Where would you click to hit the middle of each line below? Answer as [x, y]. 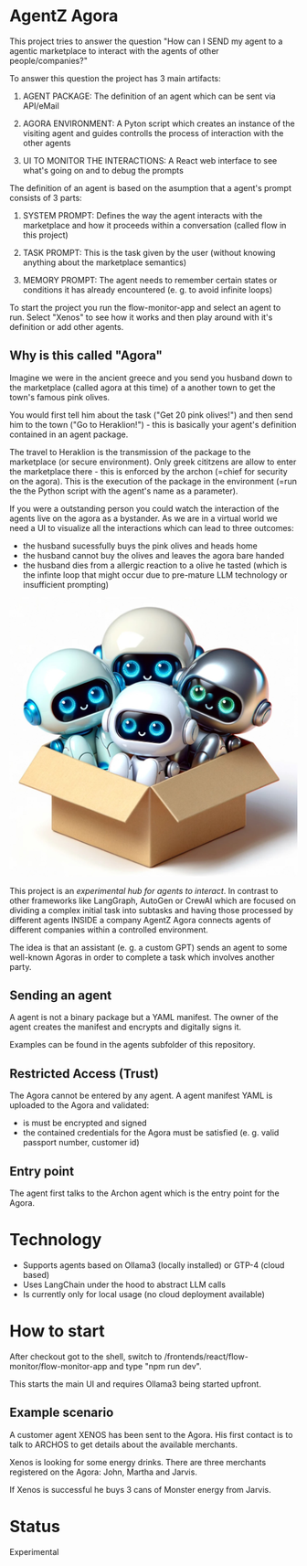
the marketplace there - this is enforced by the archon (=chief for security [148, 471]
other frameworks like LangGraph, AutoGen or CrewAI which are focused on [153, 900]
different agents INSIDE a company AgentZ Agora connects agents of [140, 920]
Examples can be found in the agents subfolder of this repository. [132, 1045]
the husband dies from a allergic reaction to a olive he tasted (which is [155, 565]
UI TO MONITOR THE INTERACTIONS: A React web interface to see [150, 160]
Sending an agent [61, 995]
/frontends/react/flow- [206, 1356]
